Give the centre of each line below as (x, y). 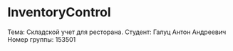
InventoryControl (59, 12)
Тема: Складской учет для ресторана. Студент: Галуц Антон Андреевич (117, 32)
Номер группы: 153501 (42, 39)
